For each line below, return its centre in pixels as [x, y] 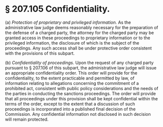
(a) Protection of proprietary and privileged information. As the [68, 22]
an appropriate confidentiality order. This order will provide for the [71, 73]
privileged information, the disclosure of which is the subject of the [72, 43]
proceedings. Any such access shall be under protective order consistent [79, 48]
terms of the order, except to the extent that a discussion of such [70, 104]
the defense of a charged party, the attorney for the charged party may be [80, 32]
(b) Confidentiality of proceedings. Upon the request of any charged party [80, 63]
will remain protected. [27, 119]
